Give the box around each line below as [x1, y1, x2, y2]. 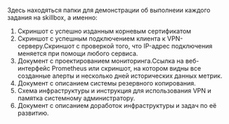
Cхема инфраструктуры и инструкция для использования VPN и [17, 87, 212, 95]
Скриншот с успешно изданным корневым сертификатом [17, 27, 192, 35]
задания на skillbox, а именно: [7, 13, 98, 22]
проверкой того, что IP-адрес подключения [81, 42, 213, 50]
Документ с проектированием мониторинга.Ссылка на [17, 57, 184, 65]
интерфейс [17, 64, 51, 72]
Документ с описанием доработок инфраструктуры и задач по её [17, 102, 217, 109]
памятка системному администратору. [17, 94, 136, 102]
